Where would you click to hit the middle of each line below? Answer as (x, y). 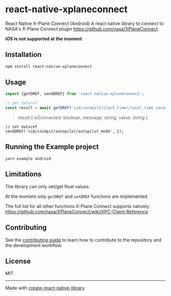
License (18, 261)
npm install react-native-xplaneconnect (49, 66)
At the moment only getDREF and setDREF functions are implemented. (77, 196)
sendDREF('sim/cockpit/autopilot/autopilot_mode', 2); (65, 131)
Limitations (23, 174)
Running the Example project (52, 147)
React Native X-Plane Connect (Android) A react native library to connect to (84, 23)
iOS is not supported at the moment (44, 39)
